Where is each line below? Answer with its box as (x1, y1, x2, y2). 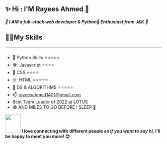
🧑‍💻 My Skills (5, 33, 43, 42)
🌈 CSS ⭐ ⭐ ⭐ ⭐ (12, 70, 39, 75)
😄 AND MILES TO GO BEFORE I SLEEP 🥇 (12, 104, 96, 110)
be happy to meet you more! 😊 (5, 134, 70, 140)
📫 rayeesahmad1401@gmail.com (12, 92, 81, 98)
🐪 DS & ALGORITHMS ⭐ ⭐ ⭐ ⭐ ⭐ (12, 84, 74, 90)
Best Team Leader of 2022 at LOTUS (12, 99, 88, 105)
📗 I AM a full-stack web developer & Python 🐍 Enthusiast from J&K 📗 (5, 18, 148, 25)
